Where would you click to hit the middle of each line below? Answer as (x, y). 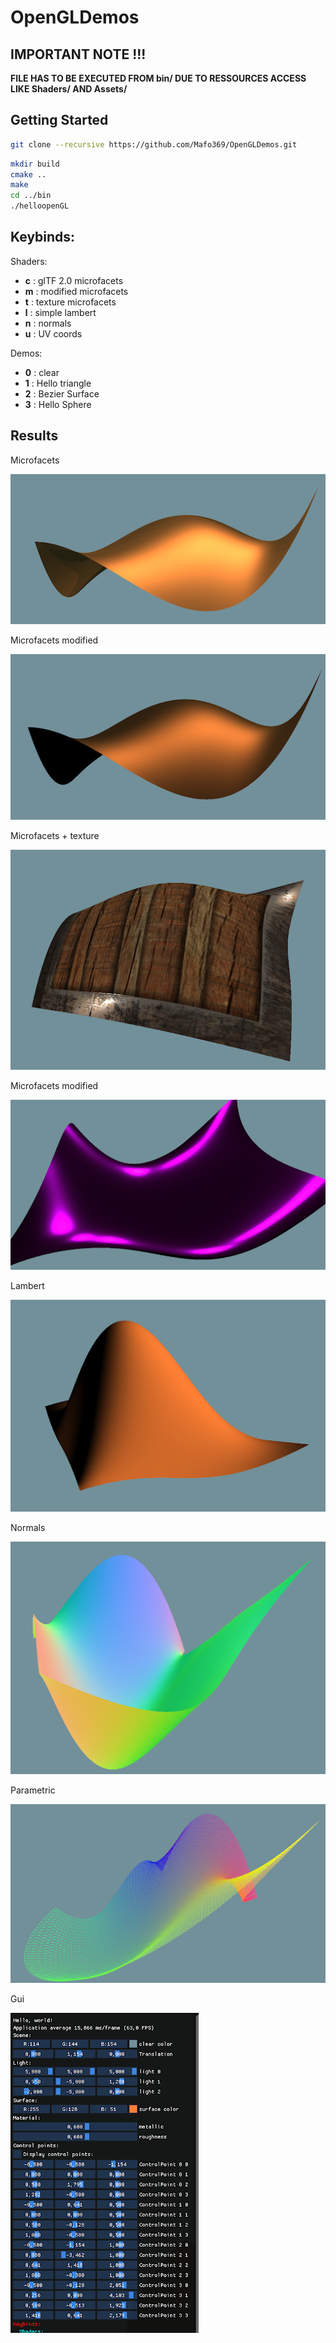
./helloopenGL (40, 206)
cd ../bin (31, 196)
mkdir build (35, 164)
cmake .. (28, 174)
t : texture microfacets (70, 302)
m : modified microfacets (76, 291)
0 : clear (42, 372)
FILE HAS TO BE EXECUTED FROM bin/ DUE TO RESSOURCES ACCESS (158, 78)
